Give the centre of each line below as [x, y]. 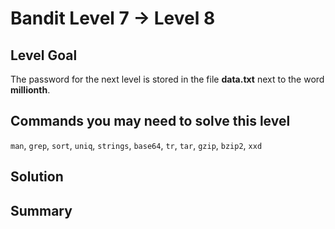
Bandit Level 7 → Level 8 [113, 18]
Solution [37, 177]
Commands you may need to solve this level [150, 121]
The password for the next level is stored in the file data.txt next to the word [167, 79]
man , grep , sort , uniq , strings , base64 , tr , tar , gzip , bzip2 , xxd [136, 145]
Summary [41, 210]
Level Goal [44, 55]
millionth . [30, 90]
